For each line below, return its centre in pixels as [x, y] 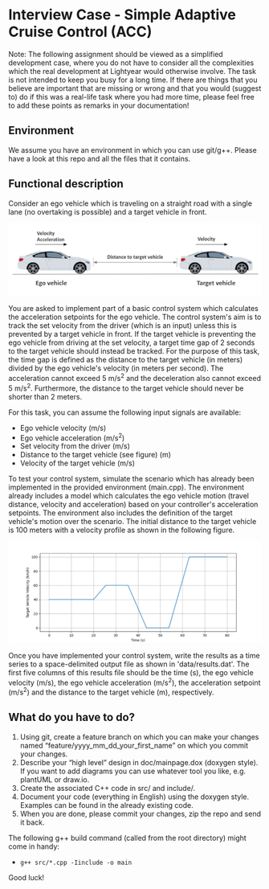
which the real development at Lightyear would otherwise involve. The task [132, 71]
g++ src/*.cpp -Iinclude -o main [76, 862]
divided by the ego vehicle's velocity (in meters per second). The [116, 368]
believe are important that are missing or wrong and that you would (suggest [135, 88]
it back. [32, 822]
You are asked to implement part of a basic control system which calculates [133, 309]
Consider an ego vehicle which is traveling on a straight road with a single [130, 203]
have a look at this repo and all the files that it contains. [100, 158]
